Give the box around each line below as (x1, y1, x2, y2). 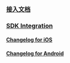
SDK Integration (6, 21, 53, 30)
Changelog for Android (6, 50, 64, 57)
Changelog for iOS (6, 36, 53, 43)
